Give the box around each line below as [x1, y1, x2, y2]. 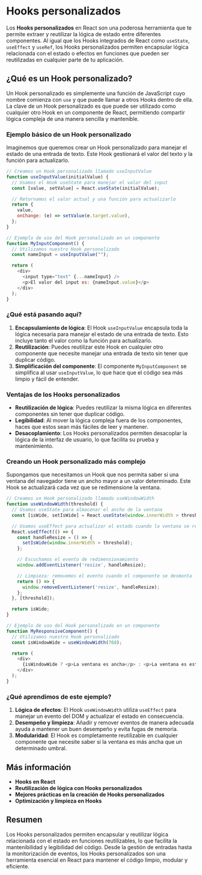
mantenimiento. [14, 443, 54, 450]
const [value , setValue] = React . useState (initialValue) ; [11, 185, 161, 191]
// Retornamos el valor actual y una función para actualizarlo [11, 196, 176, 202]
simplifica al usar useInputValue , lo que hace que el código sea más [14, 369, 183, 376]
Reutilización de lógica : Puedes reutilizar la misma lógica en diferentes [14, 404, 192, 411]
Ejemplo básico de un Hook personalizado [6, 130, 132, 139]
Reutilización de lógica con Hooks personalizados [14, 784, 142, 791]
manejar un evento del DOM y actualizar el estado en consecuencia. [14, 712, 185, 720]
